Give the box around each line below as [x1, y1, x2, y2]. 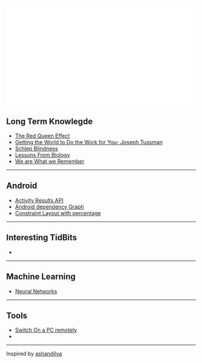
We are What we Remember [14, 158, 85, 165]
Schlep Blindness [14, 145, 58, 152]
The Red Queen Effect [14, 132, 70, 139]
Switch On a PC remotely [14, 326, 77, 334]
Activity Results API [14, 197, 64, 204]
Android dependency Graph [14, 203, 84, 210]
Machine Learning [6, 272, 76, 282]
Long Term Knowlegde [6, 116, 93, 126]
